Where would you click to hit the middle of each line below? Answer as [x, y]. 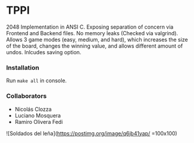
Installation [23, 67]
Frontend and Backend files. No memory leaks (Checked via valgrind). [92, 33]
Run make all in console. [37, 80]
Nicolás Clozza [33, 109]
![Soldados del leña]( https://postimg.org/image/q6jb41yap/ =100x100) [92, 133]
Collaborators [26, 96]
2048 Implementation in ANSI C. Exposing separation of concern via [90, 27]
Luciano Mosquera [38, 115]
